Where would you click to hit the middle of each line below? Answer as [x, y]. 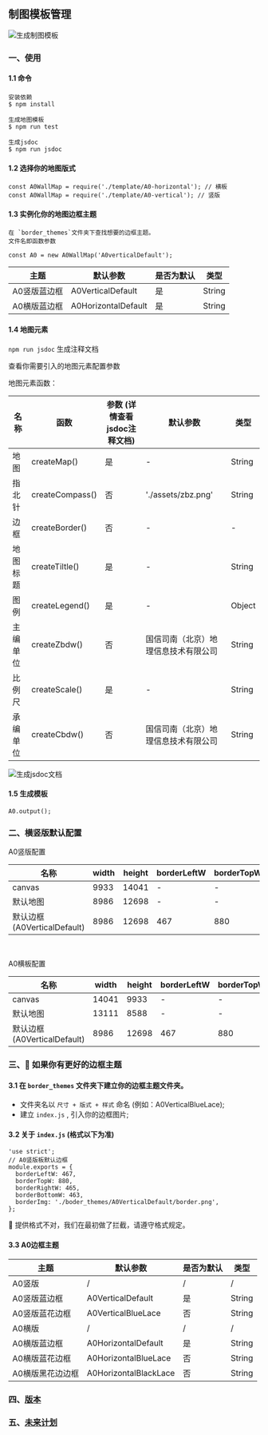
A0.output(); [30, 811]
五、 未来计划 [33, 1423]
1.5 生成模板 [28, 794]
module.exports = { [41, 1167]
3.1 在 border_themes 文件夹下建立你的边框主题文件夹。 [98, 1085]
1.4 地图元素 [28, 329]
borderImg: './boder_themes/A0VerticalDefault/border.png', [117, 1202]
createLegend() [61, 605]
